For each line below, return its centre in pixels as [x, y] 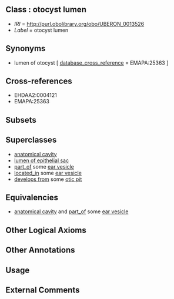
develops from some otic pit [48, 179]
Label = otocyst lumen [41, 30]
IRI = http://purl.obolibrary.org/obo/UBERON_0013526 [79, 23]
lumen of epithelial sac [41, 160]
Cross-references [39, 81]
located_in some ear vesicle [48, 173]
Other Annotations [40, 250]
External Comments [43, 290]
